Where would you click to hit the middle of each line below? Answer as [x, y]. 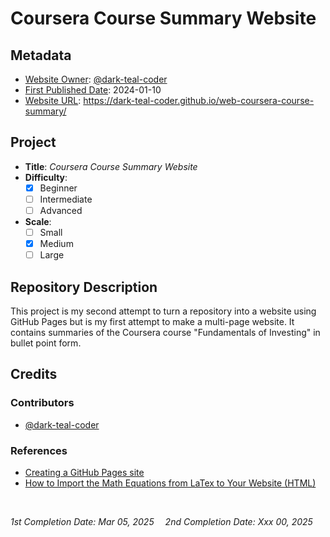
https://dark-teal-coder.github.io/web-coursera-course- [199, 100]
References [39, 450]
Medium [56, 244]
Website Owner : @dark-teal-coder [96, 79]
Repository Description [84, 287]
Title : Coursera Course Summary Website [111, 166]
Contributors [42, 403]
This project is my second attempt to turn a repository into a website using [163, 311]
